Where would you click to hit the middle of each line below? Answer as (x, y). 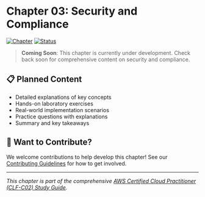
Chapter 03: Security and (72, 11)
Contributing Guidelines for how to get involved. (67, 163)
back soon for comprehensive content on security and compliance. (106, 59)
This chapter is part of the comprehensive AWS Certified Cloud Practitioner (101, 181)
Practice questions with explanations (61, 116)
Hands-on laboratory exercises (54, 103)
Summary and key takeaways (52, 123)
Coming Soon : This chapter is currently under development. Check (106, 52)
